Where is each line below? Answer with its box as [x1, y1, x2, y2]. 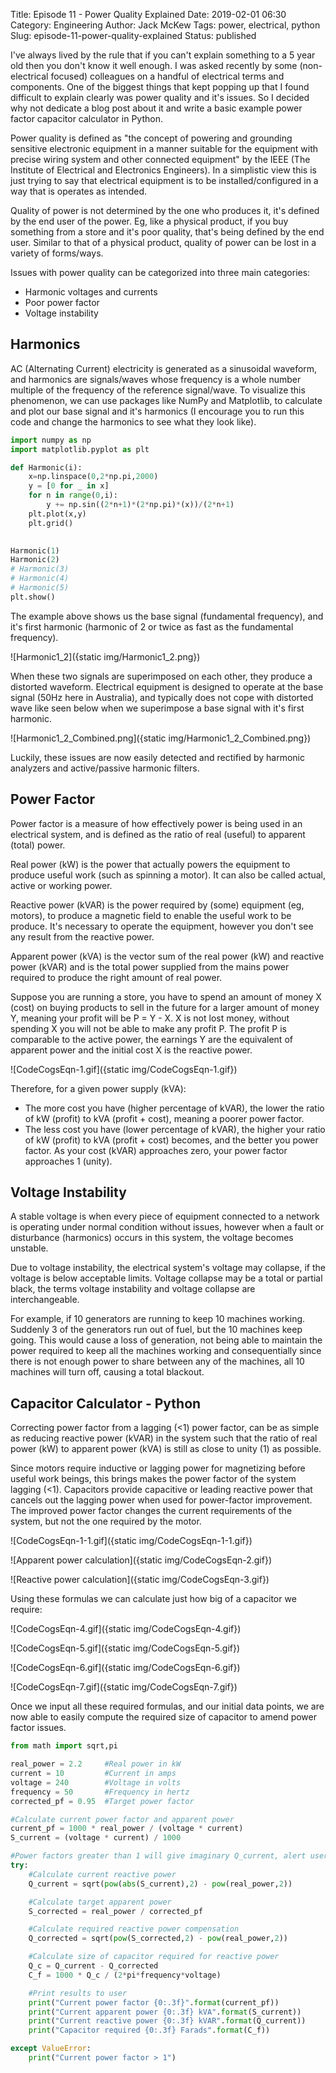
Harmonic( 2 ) [10, 555, 60, 565]
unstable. [10, 1242, 49, 1254]
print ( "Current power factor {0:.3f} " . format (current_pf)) [28, 1997, 280, 2008]
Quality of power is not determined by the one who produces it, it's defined [10, 205, 320, 216]
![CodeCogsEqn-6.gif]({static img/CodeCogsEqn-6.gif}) [10, 1662, 241, 1674]
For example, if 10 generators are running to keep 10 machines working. [10, 1313, 306, 1325]
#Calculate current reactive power [28, 1869, 177, 1879]
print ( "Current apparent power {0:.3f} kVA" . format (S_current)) [28, 2007, 302, 2017]
